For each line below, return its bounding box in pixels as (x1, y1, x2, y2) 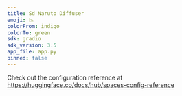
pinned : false (7, 55, 48, 62)
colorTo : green (7, 29, 51, 36)
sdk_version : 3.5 (7, 42, 57, 49)
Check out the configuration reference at (7, 73, 123, 82)
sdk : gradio (7, 36, 41, 43)
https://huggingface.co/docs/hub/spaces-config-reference (7, 80, 175, 89)
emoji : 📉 (7, 16, 34, 23)
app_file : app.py (7, 49, 57, 56)
